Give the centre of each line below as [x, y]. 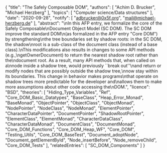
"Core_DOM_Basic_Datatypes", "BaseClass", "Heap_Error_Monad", [74, 97]
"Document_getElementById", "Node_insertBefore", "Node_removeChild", [81, 140]
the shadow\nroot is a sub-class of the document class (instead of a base [81, 44]
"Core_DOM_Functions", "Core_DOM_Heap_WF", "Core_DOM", [70, 129]
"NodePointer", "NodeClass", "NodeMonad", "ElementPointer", [70, 108]
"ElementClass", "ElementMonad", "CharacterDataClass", [64, 119]
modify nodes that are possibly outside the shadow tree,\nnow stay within [81, 71]
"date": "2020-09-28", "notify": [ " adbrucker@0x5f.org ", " [65, 18]
